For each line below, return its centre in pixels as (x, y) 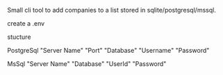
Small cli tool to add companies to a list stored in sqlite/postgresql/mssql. (112, 10)
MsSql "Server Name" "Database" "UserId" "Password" (87, 64)
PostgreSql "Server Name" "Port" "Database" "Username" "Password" (108, 50)
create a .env (26, 23)
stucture (19, 37)
